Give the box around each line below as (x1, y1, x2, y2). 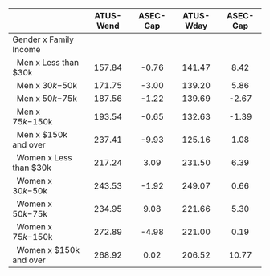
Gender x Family (12, 34, 75, 45)
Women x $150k (16, 245, 80, 255)
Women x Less (16, 152, 72, 163)
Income (12, 44, 41, 55)
